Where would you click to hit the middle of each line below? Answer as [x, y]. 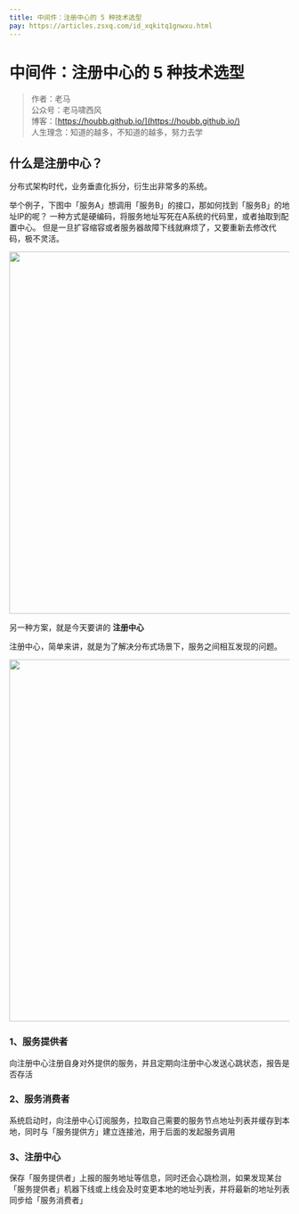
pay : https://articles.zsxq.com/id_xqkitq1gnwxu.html [111, 26]
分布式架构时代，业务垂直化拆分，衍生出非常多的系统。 [110, 186]
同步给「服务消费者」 [48, 1201]
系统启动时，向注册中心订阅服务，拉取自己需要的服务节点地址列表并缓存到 [145, 1120]
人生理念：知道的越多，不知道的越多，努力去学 [117, 132]
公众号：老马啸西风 [66, 110]
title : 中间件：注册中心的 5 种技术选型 [76, 17]
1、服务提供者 [39, 1042]
